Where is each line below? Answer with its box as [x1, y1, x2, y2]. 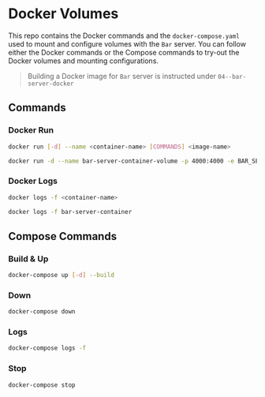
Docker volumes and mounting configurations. [8, 56, 159, 66]
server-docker [27, 80, 74, 88]
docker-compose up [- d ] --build [8, 272, 114, 279]
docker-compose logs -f [8, 344, 87, 352]
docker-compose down [8, 308, 77, 316]
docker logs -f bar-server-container [8, 208, 132, 215]
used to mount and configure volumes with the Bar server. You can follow [8, 39, 247, 48]
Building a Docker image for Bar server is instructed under [27, 71, 217, 81]
